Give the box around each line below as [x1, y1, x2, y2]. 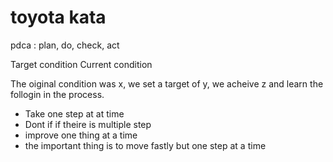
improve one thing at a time [24, 129, 138, 141]
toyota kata [10, 6, 107, 29]
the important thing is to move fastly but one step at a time [24, 139, 267, 151]
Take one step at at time [24, 107, 125, 120]
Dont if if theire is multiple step [24, 118, 152, 130]
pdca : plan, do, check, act [10, 39, 120, 51]
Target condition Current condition [10, 58, 153, 70]
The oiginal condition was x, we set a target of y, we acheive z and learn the [10, 77, 324, 90]
